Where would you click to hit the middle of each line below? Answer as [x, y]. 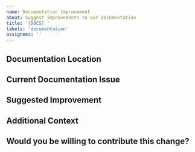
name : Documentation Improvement [48, 12]
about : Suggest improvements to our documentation [71, 18]
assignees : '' [24, 35]
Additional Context [42, 121]
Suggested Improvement [54, 100]
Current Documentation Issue [63, 79]
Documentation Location [54, 59]
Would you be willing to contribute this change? [98, 141]
